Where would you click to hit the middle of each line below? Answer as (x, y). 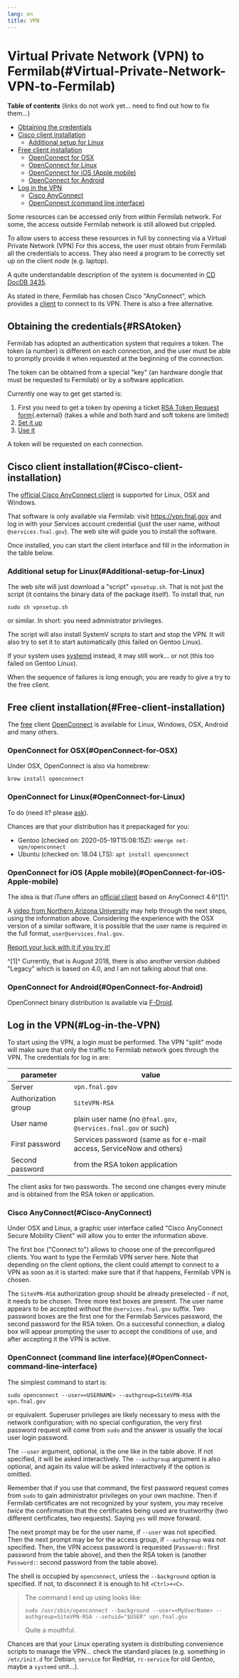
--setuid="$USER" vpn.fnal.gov (141, 1617)
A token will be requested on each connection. (75, 444)
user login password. (38, 1437)
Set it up (30, 423)
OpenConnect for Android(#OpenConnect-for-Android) (105, 987)
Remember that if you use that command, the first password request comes (118, 1488)
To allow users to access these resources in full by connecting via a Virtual (117, 238)
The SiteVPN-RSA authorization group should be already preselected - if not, (118, 1294)
